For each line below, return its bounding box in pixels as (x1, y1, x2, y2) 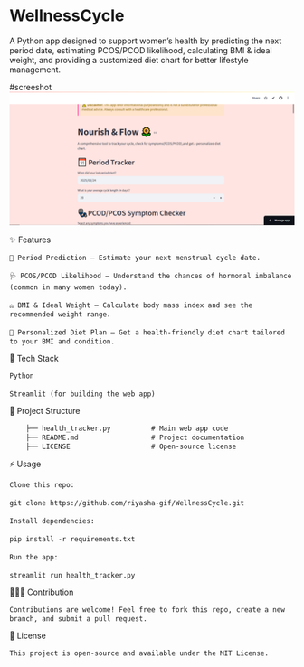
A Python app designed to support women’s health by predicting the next (9, 35, 282, 46)
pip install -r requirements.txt (9, 535, 136, 544)
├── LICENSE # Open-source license (25, 442, 237, 452)
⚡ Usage (9, 458, 42, 470)
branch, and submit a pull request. (9, 615, 147, 624)
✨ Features (9, 234, 52, 245)
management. (9, 64, 62, 75)
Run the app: (9, 553, 59, 562)
